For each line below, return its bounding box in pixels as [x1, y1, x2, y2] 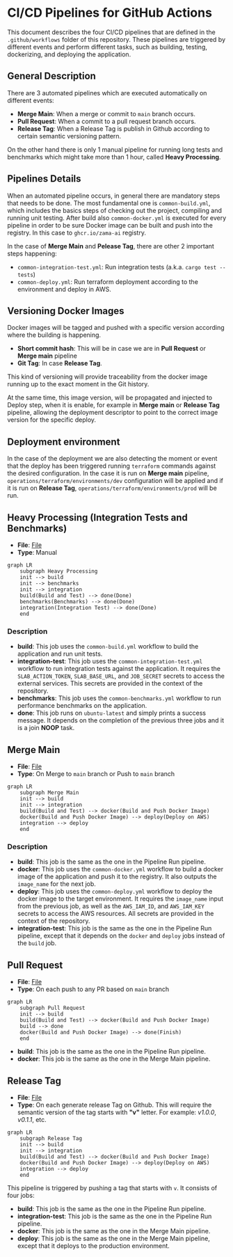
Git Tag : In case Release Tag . [17, 359, 102, 367]
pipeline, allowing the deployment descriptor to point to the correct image [7, 409, 218, 417]
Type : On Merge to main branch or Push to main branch [17, 770, 175, 778]
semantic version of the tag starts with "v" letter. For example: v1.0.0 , [17, 1108, 217, 1116]
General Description [7, 70, 96, 82]
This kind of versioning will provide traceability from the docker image [7, 372, 208, 381]
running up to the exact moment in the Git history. [7, 380, 150, 388]
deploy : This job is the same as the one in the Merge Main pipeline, [17, 1234, 210, 1243]
